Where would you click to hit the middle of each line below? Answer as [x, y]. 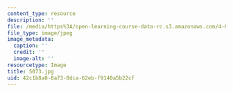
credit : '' [29, 53]
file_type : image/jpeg [40, 33]
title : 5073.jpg [31, 71]
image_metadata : [31, 39]
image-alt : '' [34, 59]
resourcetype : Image [37, 65]
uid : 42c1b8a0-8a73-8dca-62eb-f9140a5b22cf [71, 78]
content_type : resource [42, 13]
